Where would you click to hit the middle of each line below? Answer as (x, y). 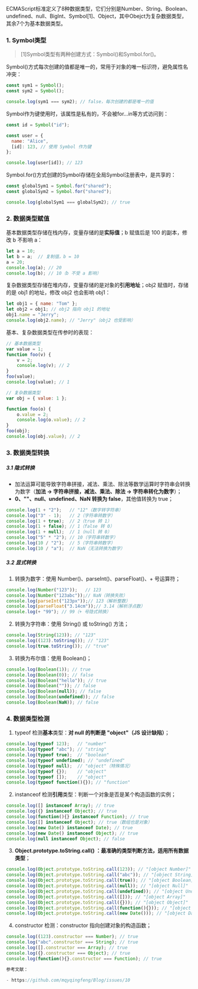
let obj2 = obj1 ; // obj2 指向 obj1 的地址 (58, 310)
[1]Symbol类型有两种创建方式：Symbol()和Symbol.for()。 (90, 54)
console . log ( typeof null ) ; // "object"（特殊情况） (70, 766)
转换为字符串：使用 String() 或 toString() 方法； (72, 624)
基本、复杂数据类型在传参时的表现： (50, 332)
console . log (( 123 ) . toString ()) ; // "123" (58, 641)
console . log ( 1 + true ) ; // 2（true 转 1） (59, 521)
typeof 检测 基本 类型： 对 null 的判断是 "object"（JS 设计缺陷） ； (92, 733)
